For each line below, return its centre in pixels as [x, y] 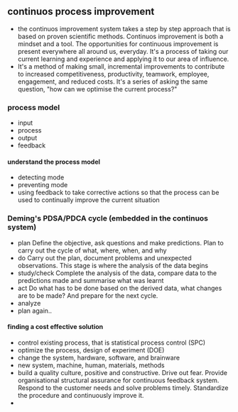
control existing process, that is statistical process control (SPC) [112, 343]
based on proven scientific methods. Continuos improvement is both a [120, 36]
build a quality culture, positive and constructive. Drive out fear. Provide [122, 372]
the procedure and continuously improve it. [81, 395]
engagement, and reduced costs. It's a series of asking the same [113, 82]
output [27, 138]
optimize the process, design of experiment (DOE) [91, 350]
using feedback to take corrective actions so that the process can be [118, 193]
